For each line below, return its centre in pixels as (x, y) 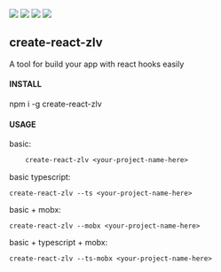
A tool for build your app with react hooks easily (97, 64)
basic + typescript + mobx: (59, 243)
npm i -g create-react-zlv (55, 104)
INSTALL (26, 84)
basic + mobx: (36, 210)
